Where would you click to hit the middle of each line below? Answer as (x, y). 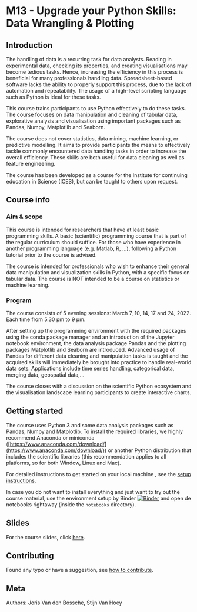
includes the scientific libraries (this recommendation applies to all (86, 456)
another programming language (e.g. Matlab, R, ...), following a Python (91, 248)
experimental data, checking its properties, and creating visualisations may (97, 66)
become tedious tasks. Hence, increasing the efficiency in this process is (95, 72)
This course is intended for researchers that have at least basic (83, 230)
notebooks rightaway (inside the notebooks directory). (71, 504)
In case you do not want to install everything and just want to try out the (93, 492)
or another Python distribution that (150, 450)
